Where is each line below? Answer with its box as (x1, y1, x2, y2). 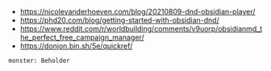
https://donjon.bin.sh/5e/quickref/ (19, 41, 133, 51)
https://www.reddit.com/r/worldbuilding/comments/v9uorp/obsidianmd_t (19, 24, 263, 33)
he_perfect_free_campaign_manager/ (19, 32, 144, 42)
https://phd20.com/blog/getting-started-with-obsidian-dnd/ (19, 15, 219, 25)
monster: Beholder (8, 56, 70, 65)
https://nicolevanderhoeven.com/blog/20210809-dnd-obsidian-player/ (19, 7, 256, 16)
